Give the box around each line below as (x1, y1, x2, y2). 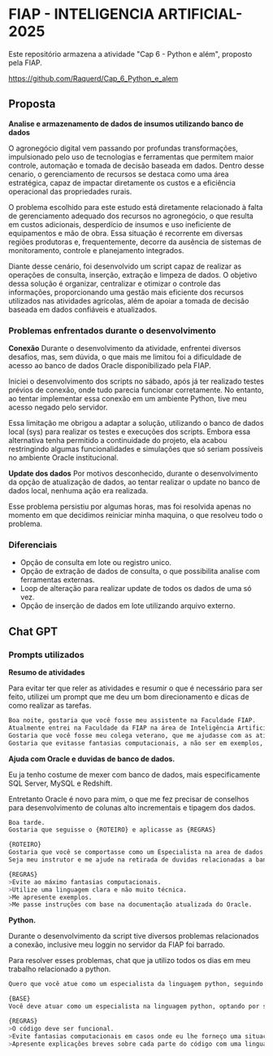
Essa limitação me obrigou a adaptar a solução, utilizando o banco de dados (8, 418, 264, 428)
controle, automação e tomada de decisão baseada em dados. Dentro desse (8, 160, 265, 170)
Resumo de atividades (8, 668, 85, 677)
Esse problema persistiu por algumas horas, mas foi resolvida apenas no (8, 502, 252, 511)
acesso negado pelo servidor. (8, 402, 108, 412)
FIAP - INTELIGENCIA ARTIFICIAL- (8, 5, 243, 24)
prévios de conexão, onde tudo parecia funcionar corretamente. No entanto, (8, 385, 264, 395)
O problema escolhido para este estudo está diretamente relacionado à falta (8, 202, 263, 212)
